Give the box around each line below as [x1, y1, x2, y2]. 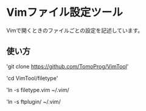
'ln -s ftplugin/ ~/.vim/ [6, 98, 61, 105]
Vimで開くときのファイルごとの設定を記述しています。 [6, 27, 144, 34]
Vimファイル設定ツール [6, 5, 123, 19]
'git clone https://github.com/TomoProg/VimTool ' [6, 62, 129, 70]
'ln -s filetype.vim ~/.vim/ [6, 86, 69, 93]
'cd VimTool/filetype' [6, 74, 58, 82]
